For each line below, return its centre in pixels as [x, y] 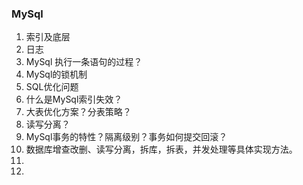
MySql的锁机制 [56, 74]
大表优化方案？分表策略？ [78, 112]
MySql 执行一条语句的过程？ [84, 62]
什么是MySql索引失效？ [74, 99]
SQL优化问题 [52, 87]
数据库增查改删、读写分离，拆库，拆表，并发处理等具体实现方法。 [161, 149]
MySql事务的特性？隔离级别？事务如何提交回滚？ [126, 137]
